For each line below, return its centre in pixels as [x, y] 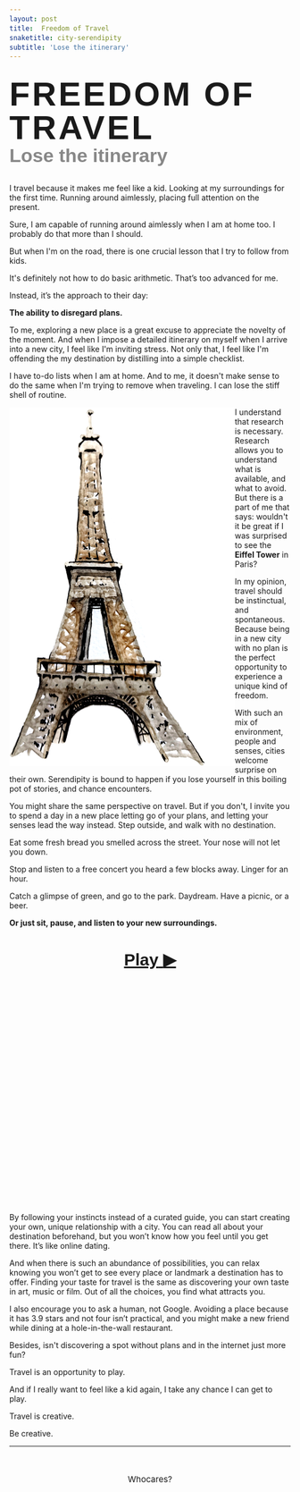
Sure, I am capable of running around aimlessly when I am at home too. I [142, 224]
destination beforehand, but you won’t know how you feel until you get [139, 1236]
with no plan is [262, 648]
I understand [258, 412]
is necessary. [259, 431]
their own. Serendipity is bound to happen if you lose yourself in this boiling [148, 780]
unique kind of [262, 686]
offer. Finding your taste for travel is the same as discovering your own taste [149, 1282]
